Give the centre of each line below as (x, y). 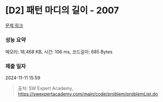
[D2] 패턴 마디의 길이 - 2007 (62, 10)
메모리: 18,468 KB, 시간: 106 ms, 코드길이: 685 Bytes (59, 52)
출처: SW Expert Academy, (45, 88)
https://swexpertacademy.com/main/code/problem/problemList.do (88, 94)
